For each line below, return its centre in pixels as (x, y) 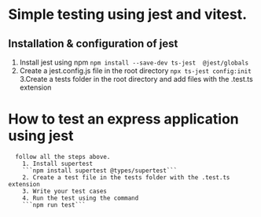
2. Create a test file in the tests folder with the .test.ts (126, 177)
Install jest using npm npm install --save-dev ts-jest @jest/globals (134, 62)
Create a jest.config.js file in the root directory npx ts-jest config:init (135, 71)
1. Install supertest (57, 164)
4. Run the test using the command (81, 198)
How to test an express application (124, 119)
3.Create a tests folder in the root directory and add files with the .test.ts (136, 79)
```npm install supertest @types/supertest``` (100, 171)
